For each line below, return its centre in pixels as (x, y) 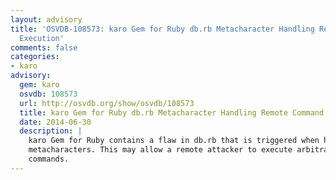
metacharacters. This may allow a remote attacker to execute (160, 150)
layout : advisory (46, 19)
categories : (35, 57)
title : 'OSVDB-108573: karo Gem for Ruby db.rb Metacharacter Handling (162, 29)
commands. (49, 159)
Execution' (42, 38)
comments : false (44, 47)
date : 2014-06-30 (55, 122)
